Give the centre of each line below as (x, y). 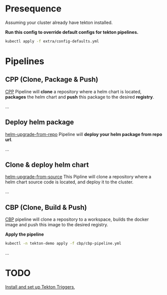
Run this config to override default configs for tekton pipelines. (72, 32)
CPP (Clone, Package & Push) (52, 79)
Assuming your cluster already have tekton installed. (59, 22)
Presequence (33, 9)
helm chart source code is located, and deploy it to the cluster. (69, 182)
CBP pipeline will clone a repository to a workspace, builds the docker (77, 219)
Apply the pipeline (24, 234)
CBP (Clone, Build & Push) (46, 207)
